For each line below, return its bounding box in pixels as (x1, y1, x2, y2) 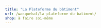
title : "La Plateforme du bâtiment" (5, 7, 79, 12)
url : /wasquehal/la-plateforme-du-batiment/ (5, 11, 97, 16)
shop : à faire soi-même (5, 16, 53, 20)
